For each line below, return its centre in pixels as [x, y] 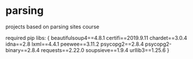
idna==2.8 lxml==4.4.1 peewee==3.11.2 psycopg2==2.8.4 [75, 44]
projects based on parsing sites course [53, 27]
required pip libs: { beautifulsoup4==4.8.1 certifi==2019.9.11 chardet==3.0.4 [96, 38]
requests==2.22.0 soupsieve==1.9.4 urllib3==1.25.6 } [105, 50]
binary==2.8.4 [23, 50]
